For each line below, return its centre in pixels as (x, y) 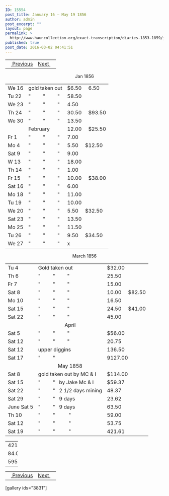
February (39, 129)
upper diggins (55, 349)
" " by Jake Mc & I (66, 382)
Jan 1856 (84, 76)
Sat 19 (16, 431)
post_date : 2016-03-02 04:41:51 (39, 47)
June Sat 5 (21, 407)
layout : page (19, 29)
